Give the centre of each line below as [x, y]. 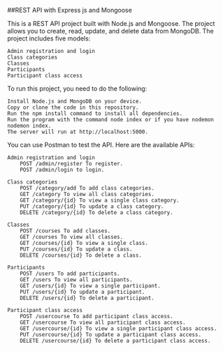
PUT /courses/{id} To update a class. [76, 249]
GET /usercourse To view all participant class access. [103, 322]
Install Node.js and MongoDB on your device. [74, 101]
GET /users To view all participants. [76, 280]
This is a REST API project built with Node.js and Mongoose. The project [111, 23]
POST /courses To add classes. [65, 231]
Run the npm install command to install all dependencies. [95, 114]
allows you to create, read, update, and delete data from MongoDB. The [111, 31]
